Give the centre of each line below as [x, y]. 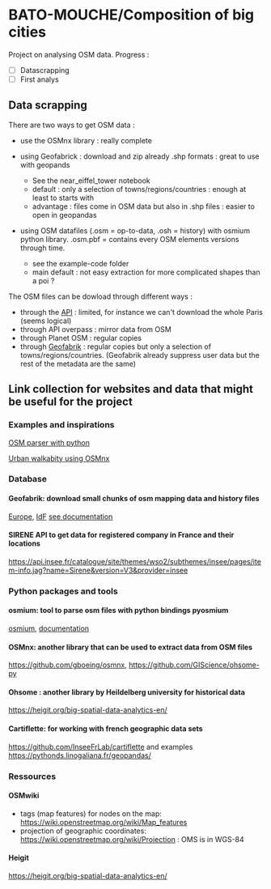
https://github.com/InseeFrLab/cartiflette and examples [101, 747]
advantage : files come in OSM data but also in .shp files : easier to [143, 206]
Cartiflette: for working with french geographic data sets [106, 729]
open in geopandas [64, 215]
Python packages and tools [64, 591]
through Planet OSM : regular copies [80, 338]
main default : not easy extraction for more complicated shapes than [146, 272]
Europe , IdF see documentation [61, 517]
